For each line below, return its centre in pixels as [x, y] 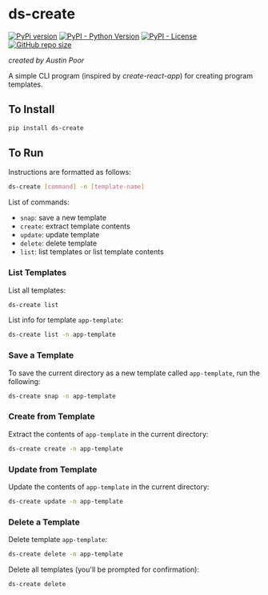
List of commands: [39, 202]
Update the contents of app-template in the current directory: [109, 487]
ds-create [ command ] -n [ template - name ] [77, 187]
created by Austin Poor [46, 60]
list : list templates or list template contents [92, 252]
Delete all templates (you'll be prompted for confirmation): [104, 569]
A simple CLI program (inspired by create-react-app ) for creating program [131, 75]
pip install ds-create [46, 128]
